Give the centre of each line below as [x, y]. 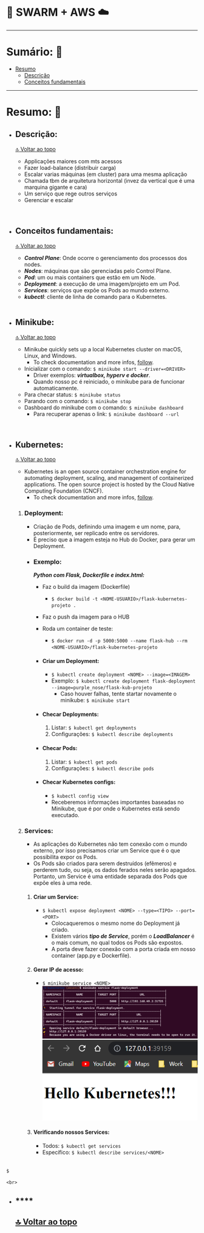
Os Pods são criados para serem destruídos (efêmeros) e [105, 863]
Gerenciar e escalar [49, 200]
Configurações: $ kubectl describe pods [103, 768]
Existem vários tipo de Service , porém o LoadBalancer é [123, 936]
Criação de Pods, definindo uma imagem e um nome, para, [107, 526]
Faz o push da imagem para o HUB [86, 617]
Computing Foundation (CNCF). [64, 491]
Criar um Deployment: [71, 661]
